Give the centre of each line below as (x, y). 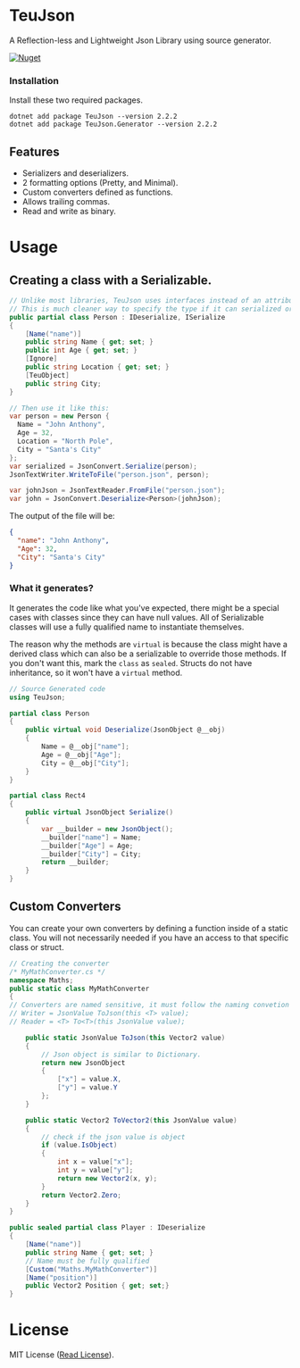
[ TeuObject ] (47, 375)
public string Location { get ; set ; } (97, 367)
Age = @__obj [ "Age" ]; (82, 755)
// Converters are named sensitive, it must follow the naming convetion (150, 1005)
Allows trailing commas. (66, 202)
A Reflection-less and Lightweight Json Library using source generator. (141, 40)
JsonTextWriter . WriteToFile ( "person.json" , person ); (109, 474)
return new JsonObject (83, 1063)
